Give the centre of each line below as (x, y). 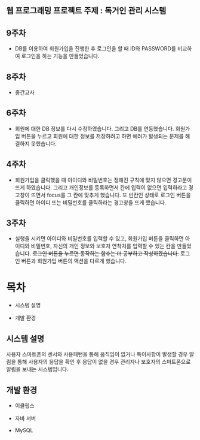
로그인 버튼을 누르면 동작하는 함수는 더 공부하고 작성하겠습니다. (106, 254)
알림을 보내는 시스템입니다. (37, 369)
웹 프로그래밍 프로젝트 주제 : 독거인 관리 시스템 (86, 11)
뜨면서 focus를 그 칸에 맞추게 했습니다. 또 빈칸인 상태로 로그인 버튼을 (111, 195)
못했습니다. (44, 143)
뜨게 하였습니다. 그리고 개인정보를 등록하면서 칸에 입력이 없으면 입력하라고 (101, 187)
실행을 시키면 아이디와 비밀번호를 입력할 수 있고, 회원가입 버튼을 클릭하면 (99, 239)
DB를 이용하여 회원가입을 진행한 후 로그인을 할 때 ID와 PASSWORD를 (95, 49)
